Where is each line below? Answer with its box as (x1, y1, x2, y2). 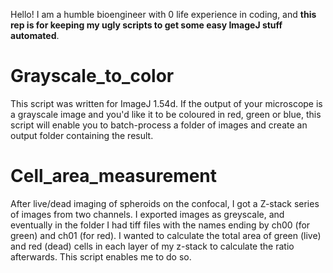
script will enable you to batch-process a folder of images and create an (10, 119, 308, 131)
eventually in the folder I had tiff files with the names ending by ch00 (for (10, 219, 311, 231)
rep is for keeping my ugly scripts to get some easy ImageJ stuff (10, 19, 283, 31)
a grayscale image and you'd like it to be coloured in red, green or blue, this (10, 108, 322, 120)
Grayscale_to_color (10, 65, 175, 88)
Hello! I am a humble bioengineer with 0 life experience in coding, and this (10, 9, 317, 20)
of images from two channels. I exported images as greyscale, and (10, 208, 285, 220)
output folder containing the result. (10, 129, 154, 141)
